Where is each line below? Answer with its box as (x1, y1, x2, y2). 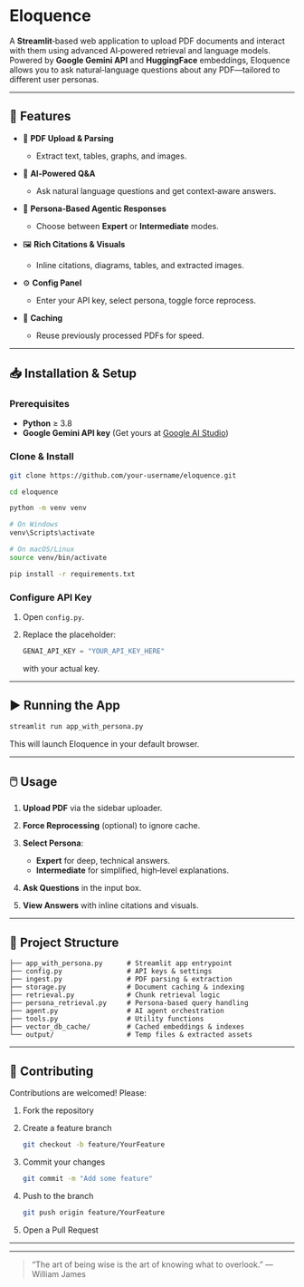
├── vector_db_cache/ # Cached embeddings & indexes (9, 1022, 245, 1031)
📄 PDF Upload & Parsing (22, 132, 115, 143)
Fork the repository (22, 1105, 95, 1116)
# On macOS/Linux (9, 545, 75, 554)
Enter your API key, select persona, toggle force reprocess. (35, 295, 256, 305)
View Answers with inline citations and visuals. (22, 900, 199, 911)
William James (31, 1268, 86, 1279)
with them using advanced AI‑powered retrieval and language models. (9, 44, 271, 55)
